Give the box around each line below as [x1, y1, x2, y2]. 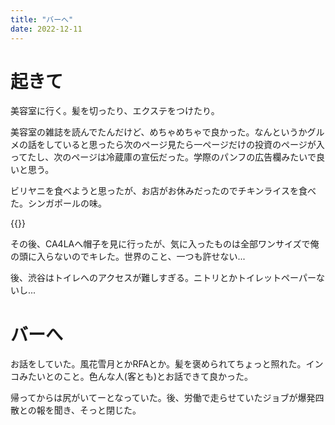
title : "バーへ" [10, 14, 74, 25]
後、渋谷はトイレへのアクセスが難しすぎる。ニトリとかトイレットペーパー [10, 272, 317, 284]
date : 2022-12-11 [10, 24, 83, 34]
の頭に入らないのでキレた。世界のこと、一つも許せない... [10, 251, 246, 263]
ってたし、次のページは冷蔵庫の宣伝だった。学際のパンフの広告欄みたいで [10, 151, 317, 163]
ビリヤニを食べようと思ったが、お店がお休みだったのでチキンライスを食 [10, 185, 308, 197]
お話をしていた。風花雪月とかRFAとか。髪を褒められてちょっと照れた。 [10, 358, 307, 370]
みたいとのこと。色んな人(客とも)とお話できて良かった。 [18, 371, 254, 383]
